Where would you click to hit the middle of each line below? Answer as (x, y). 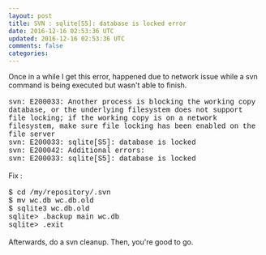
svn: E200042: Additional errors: (77, 151)
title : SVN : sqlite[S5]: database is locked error (97, 23)
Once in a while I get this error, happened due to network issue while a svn (133, 76)
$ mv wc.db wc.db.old (51, 200)
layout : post (30, 16)
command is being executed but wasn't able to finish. (98, 85)
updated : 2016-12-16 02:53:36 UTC (67, 38)
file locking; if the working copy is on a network (113, 118)
